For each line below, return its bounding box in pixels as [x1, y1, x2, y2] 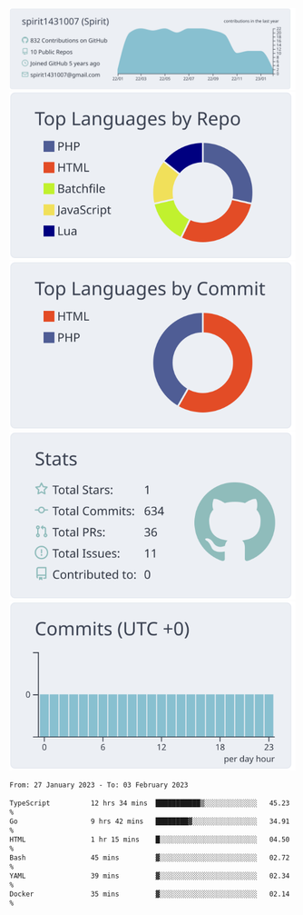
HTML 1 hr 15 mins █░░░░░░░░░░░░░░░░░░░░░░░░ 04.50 [9, 835, 290, 844]
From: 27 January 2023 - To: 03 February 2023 [9, 781, 189, 790]
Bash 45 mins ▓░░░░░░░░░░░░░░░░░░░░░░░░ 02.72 [9, 853, 290, 862]
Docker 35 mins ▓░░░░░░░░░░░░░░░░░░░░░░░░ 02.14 [9, 890, 290, 899]
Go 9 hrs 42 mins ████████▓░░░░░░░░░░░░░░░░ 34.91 [9, 817, 290, 826]
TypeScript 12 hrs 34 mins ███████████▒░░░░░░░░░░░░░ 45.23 [9, 799, 290, 808]
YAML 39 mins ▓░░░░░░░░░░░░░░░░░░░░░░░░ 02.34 [9, 871, 290, 880]
